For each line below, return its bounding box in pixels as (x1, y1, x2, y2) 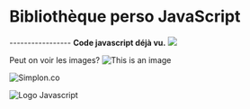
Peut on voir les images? (9, 54, 101, 65)
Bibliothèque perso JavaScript (9, 6, 241, 27)
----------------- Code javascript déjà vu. (9, 37, 166, 48)
